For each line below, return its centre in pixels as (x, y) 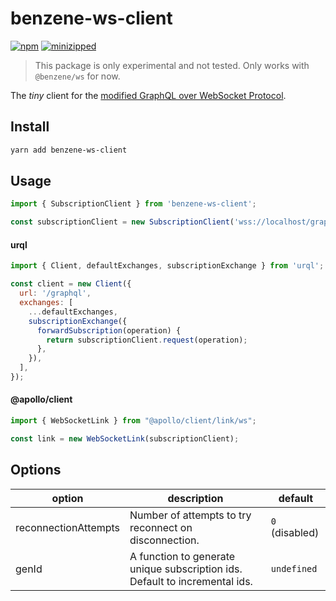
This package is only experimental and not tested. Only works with (172, 65)
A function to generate (182, 556)
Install (30, 127)
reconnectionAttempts (68, 527)
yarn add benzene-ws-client (69, 150)
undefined (294, 568)
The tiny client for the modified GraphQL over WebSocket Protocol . (148, 95)
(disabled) (295, 532)
